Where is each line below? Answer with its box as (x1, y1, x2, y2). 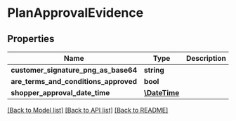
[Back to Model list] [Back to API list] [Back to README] (7, 106, 169, 114)
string (143, 65, 165, 75)
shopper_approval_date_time (11, 88, 110, 97)
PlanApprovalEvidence (7, 5, 144, 21)
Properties (7, 33, 55, 45)
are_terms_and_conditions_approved (11, 77, 138, 86)
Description (185, 54, 226, 63)
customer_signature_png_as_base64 (11, 65, 138, 75)
